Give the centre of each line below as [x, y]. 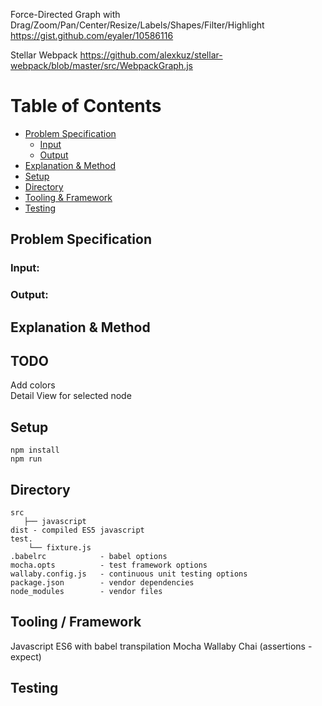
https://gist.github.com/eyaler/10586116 [92, 35]
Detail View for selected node [71, 396]
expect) [26, 656]
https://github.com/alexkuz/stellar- [151, 55]
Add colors [33, 385]
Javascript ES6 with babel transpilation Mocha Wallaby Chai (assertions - [161, 646]
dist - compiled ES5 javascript [77, 530]
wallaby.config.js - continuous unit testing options [129, 574]
